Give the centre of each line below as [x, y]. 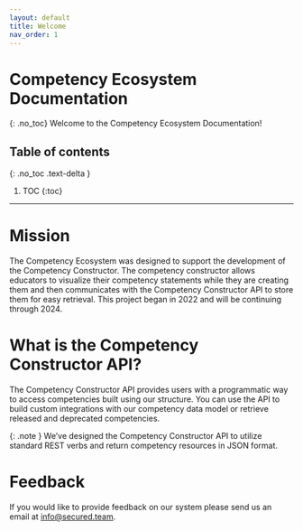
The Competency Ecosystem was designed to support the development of [147, 261]
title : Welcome [38, 26]
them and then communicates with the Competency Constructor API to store [151, 290]
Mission [40, 236]
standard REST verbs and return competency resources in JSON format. [143, 445]
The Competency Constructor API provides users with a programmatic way [149, 390]
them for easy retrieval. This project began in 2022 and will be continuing [146, 300]
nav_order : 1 [34, 34]
